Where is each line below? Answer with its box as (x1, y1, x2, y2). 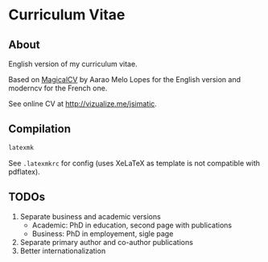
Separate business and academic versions (19, 211, 161, 221)
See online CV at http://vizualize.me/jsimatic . (8, 99, 157, 108)
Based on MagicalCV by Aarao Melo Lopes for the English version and (8, 75, 241, 84)
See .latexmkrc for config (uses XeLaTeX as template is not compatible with (8, 158, 260, 168)
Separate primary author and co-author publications (19, 237, 193, 247)
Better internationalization (19, 246, 106, 256)
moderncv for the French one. (8, 83, 108, 93)
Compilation (8, 123, 71, 136)
